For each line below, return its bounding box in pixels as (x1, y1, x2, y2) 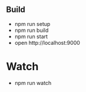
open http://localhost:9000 (14, 39, 81, 46)
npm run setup (14, 20, 51, 27)
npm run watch (14, 79, 52, 86)
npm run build (14, 27, 49, 34)
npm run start (14, 32, 48, 40)
